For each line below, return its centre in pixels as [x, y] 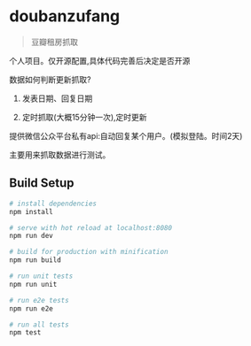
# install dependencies [53, 204]
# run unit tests [41, 276]
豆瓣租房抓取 [54, 42]
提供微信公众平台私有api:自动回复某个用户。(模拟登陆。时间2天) [126, 135]
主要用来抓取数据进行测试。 [60, 154]
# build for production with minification [89, 252]
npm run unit [33, 284]
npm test [25, 333]
